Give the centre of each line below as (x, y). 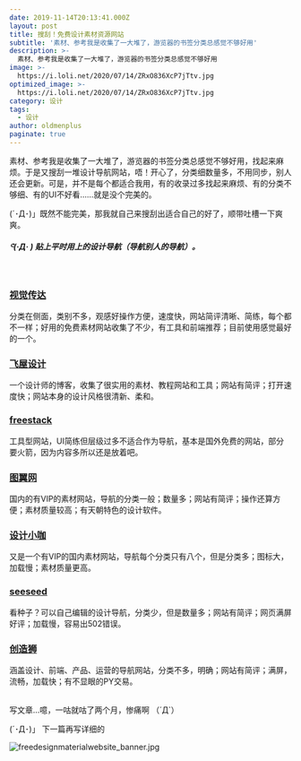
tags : (19, 109)
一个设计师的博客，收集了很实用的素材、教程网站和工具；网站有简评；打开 (146, 385)
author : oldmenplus (46, 126)
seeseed (28, 592)
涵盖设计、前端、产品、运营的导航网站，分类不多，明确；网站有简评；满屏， (150, 670)
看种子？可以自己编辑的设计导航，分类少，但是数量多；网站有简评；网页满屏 (150, 612)
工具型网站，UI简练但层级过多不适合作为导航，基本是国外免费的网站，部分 (147, 441)
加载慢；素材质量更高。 (52, 568)
